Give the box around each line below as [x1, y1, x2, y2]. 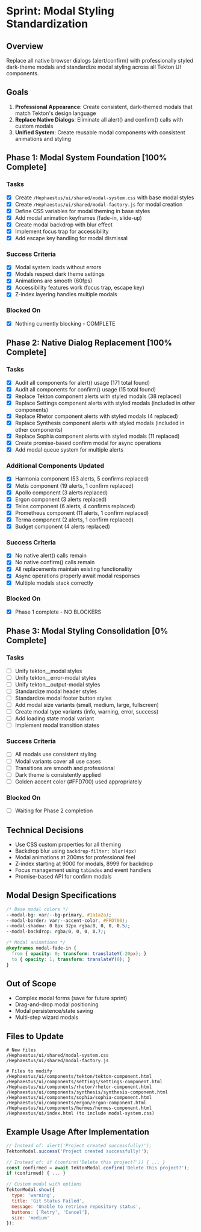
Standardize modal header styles [14, 688, 97, 695]
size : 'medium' [11, 1215, 50, 1221]
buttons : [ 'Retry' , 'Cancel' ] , [11, 1209, 90, 1215]
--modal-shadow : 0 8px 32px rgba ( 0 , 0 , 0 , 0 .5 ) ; [6, 923, 131, 929]
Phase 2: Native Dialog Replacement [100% [6, 338, 173, 348]
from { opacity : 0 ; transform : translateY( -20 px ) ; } [11, 950, 147, 957]
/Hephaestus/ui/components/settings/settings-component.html [6, 1079, 163, 1085]
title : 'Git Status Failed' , [11, 1198, 85, 1204]
